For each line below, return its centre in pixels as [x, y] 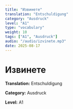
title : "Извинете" [24, 9]
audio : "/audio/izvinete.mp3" [36, 41]
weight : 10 [16, 32]
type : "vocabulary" [25, 28]
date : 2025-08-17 [23, 46]
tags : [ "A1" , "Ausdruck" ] [31, 37]
